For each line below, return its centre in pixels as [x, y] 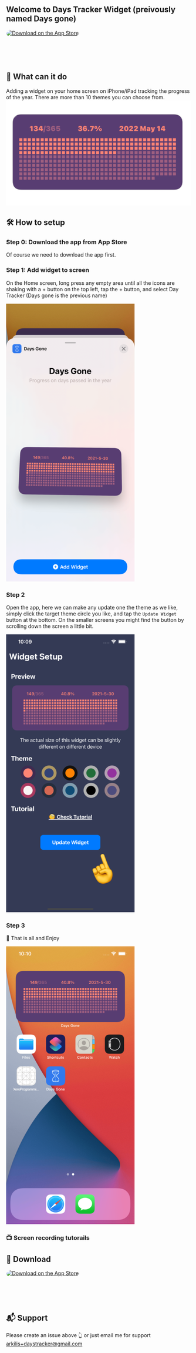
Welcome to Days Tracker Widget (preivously [91, 10]
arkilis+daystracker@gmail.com [44, 1344]
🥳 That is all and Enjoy [33, 938]
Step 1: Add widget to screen [48, 270]
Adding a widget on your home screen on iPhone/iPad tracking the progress [98, 91]
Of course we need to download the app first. [61, 255]
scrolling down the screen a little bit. [50, 626]
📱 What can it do [37, 77]
